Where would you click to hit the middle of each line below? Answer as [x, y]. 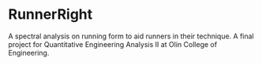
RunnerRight [51, 14]
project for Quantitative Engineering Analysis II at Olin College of [113, 44]
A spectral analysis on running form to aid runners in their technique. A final [131, 36]
